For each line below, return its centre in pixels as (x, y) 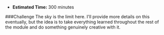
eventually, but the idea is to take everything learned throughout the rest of (82, 22)
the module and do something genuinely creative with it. (63, 27)
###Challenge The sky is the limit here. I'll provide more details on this (78, 17)
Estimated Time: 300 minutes (43, 7)
